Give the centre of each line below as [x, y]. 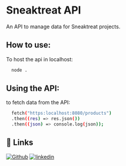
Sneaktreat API [44, 10]
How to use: [29, 45]
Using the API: [33, 89]
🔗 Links [20, 143]
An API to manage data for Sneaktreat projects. [63, 26]
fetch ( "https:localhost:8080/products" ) [62, 113]
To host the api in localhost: [40, 59]
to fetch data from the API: [38, 102]
